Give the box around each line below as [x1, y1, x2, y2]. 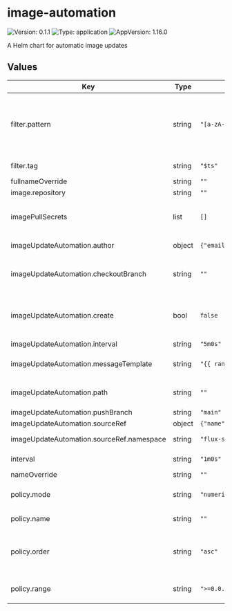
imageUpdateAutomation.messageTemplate [10, 358, 153, 368]
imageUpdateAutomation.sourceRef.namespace [10, 434, 166, 444]
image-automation [7, 5, 116, 21]
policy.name [10, 513, 50, 523]
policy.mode [10, 489, 50, 499]
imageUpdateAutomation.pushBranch [10, 407, 133, 417]
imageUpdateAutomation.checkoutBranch [10, 268, 147, 278]
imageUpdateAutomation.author [10, 240, 115, 250]
